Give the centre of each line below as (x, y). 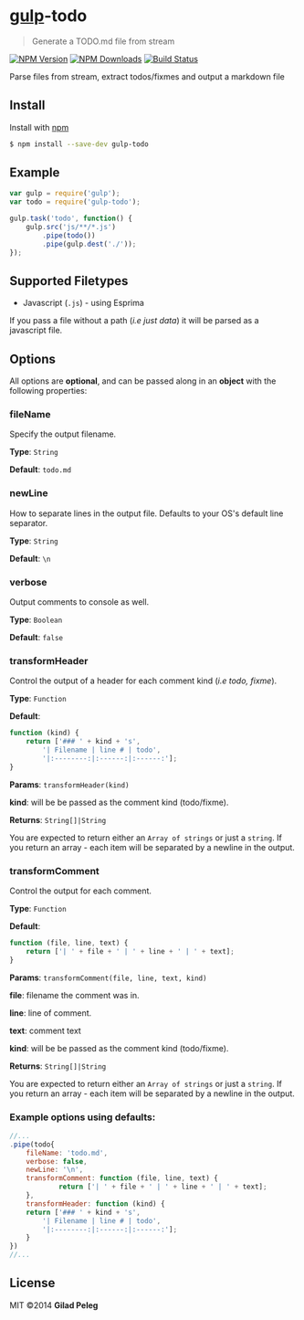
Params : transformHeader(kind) (69, 784)
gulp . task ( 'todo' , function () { (71, 219)
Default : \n (31, 558)
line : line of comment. (51, 1013)
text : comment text (46, 1030)
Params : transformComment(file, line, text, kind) (108, 977)
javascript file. (36, 331)
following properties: (48, 391)
